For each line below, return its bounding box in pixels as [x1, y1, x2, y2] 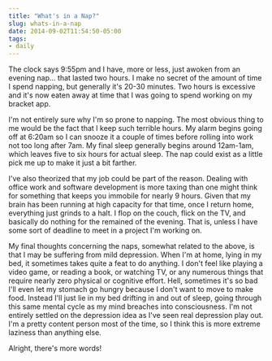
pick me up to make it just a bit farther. [8, 158, 137, 167]
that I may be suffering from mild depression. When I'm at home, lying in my [8, 250, 262, 260]
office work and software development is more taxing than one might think [8, 182, 258, 192]
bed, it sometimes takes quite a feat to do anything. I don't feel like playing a [8, 259, 264, 268]
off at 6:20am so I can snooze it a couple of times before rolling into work [8, 132, 254, 142]
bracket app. [8, 99, 51, 109]
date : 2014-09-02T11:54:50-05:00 [8, 27, 122, 35]
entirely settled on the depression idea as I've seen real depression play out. [8, 311, 264, 320]
